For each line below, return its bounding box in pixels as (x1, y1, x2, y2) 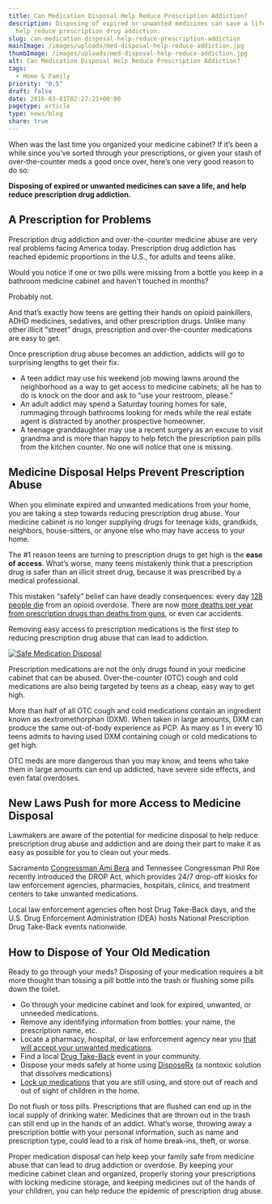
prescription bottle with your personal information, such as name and (8, 1127, 239, 1138)
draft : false (8, 87, 53, 96)
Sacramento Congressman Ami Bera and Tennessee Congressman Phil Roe (8, 863, 261, 873)
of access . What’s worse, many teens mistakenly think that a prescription (8, 558, 253, 568)
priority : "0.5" (8, 79, 63, 87)
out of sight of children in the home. (19, 1086, 140, 1096)
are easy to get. (8, 333, 61, 342)
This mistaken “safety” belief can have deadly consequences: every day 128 (8, 591, 263, 601)
